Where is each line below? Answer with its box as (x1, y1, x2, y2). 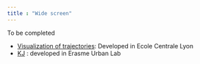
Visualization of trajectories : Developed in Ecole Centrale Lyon (16, 42, 194, 50)
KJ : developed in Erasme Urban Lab (16, 49, 122, 57)
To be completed (7, 29, 55, 37)
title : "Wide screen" (7, 10, 72, 17)
